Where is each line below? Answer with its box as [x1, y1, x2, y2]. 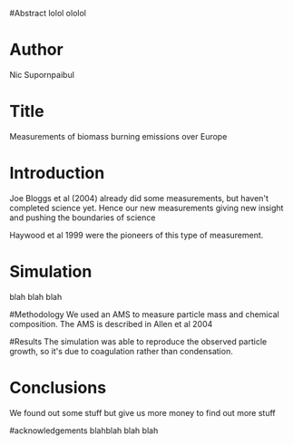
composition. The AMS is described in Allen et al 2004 [9, 318, 213, 329]
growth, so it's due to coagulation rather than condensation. [9, 345, 233, 356]
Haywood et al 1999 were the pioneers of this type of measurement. [9, 229, 264, 240]
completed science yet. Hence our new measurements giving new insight [9, 202, 284, 213]
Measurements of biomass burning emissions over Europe [9, 131, 228, 141]
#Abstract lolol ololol [9, 8, 86, 18]
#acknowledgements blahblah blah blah [9, 425, 159, 436]
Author [9, 40, 63, 60]
